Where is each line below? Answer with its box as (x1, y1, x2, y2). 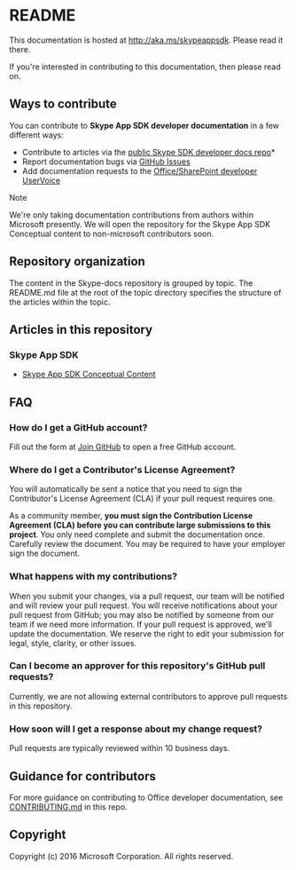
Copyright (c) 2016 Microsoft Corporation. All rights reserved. (9, 850, 234, 861)
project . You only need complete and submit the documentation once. (9, 529, 266, 540)
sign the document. (9, 548, 81, 559)
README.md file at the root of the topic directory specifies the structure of (9, 287, 282, 297)
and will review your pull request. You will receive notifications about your (9, 600, 278, 611)
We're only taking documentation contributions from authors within (9, 210, 254, 220)
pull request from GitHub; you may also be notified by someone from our (9, 609, 275, 620)
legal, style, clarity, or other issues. (9, 637, 137, 648)
